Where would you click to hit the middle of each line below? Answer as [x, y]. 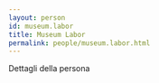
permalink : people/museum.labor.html [79, 43]
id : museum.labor [41, 26]
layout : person [37, 18]
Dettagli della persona [49, 69]
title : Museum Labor [47, 34]
